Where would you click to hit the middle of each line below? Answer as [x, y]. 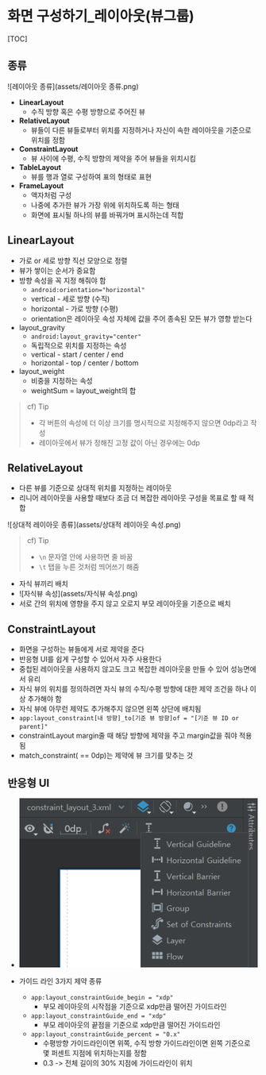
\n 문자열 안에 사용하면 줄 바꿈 [86, 557]
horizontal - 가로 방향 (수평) [74, 308]
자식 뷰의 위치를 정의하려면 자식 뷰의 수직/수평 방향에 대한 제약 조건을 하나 [133, 689]
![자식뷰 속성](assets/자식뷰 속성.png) [78, 594]
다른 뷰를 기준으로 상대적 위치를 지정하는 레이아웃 [95, 488]
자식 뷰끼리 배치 [43, 584]
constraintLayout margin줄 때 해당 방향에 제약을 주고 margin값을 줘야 [128, 736]
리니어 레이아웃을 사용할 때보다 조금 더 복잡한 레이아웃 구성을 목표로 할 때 [132, 498]
